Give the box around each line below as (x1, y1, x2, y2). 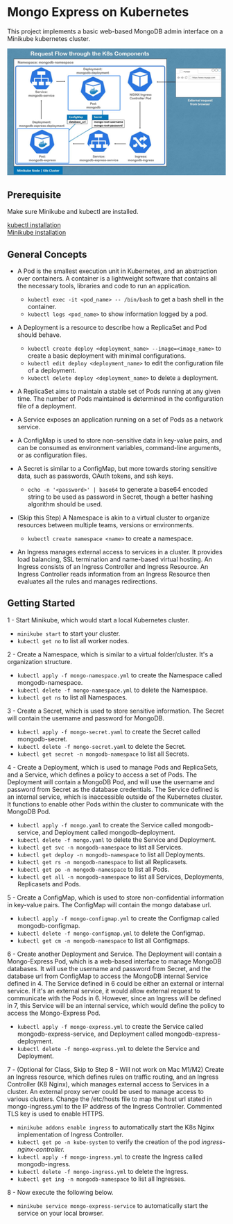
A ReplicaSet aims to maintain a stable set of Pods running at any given (17, 387, 221, 395)
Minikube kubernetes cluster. (7, 34, 90, 42)
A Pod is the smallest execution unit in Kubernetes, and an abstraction (17, 267, 218, 275)
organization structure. (7, 657, 73, 665)
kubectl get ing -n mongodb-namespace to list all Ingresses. (17, 1175, 186, 1183)
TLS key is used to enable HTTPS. (7, 1109, 105, 1118)
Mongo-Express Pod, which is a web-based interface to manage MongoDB (7, 957, 222, 966)
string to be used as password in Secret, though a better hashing (27, 493, 214, 501)
